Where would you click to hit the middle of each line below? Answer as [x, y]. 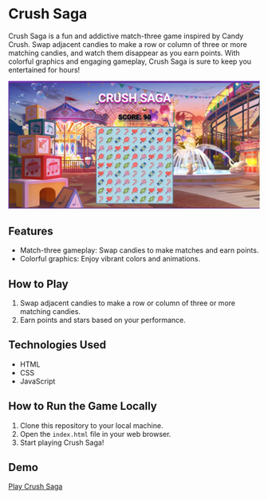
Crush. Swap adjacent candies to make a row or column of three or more [128, 44]
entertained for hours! [44, 69]
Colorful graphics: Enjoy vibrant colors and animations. [110, 259]
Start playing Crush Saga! [62, 442]
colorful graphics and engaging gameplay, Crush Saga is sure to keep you [130, 61]
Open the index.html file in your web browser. [95, 434]
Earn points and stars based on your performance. [102, 320]
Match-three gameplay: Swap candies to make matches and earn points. [139, 250]
